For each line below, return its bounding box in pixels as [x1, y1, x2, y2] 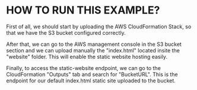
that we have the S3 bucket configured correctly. [6, 29, 126, 36]
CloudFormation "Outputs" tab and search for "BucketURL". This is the [6, 71, 178, 78]
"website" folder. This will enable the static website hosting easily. [6, 53, 168, 60]
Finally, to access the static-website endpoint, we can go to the [6, 64, 161, 71]
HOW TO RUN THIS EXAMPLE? [6, 4, 160, 17]
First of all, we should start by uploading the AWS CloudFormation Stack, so [6, 23, 192, 30]
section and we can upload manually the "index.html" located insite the [6, 46, 180, 54]
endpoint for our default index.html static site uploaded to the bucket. [6, 77, 176, 84]
